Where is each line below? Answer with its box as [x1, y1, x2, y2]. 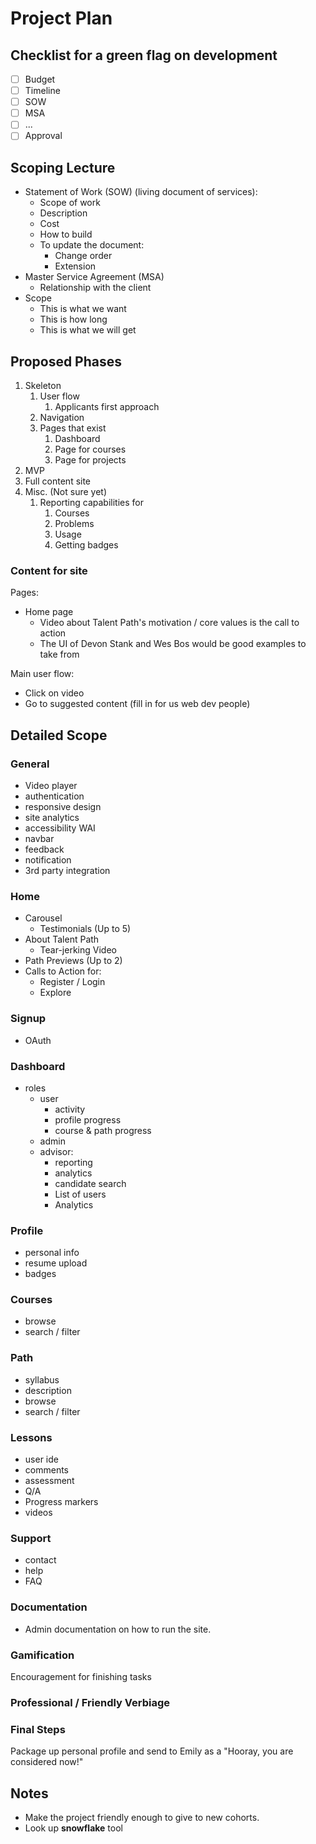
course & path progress [54, 1124, 152, 1136]
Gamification [10, 1648, 75, 1662]
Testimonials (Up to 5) [39, 923, 132, 935]
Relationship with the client [39, 282, 152, 294]
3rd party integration [24, 864, 111, 876]
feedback [24, 843, 65, 855]
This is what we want [39, 303, 127, 315]
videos [24, 1507, 53, 1519]
